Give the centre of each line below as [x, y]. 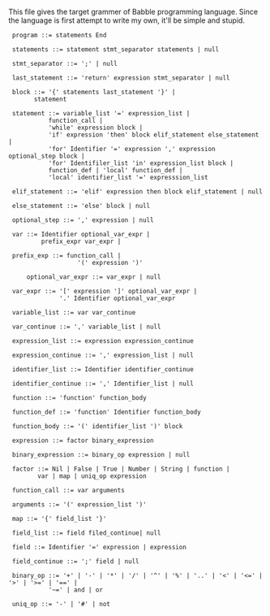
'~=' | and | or [76, 590]
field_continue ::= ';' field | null [75, 562]
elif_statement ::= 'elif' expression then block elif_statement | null [137, 192]
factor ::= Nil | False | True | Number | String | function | [121, 469]
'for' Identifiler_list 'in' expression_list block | [141, 163]
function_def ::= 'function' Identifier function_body [106, 412]
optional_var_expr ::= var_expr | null [94, 277]
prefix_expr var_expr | [81, 241]
